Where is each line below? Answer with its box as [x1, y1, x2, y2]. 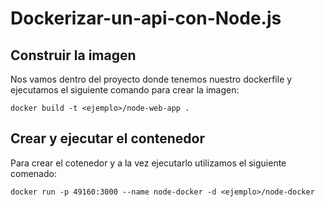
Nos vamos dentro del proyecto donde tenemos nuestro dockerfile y [10, 73, 293, 85]
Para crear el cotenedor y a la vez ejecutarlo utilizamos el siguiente [10, 157, 287, 169]
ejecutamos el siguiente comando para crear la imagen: [10, 84, 240, 96]
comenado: [10, 167, 57, 179]
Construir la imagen [10, 47, 137, 64]
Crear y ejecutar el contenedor [10, 130, 206, 147]
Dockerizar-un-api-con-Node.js [10, 7, 282, 30]
